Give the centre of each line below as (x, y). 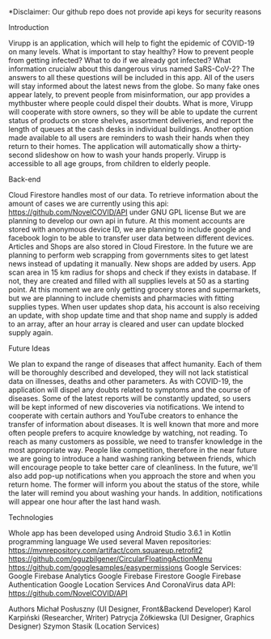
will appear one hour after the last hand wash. (85, 502)
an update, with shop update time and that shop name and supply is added (133, 315)
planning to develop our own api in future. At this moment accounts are (127, 221)
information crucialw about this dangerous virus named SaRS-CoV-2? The (131, 69)
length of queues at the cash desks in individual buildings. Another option (131, 129)
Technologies (31, 517)
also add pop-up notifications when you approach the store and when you (132, 476)
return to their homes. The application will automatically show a (114, 146)
